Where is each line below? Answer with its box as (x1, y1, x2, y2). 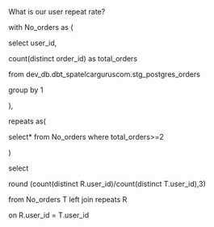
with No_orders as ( (8, 23, 74, 32)
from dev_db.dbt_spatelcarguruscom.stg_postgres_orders (8, 69, 200, 79)
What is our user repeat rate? (8, 7, 106, 16)
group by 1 (8, 85, 44, 95)
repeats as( (8, 116, 47, 126)
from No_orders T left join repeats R (8, 195, 128, 204)
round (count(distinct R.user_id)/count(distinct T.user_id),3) (8, 179, 206, 188)
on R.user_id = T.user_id (8, 210, 90, 220)
